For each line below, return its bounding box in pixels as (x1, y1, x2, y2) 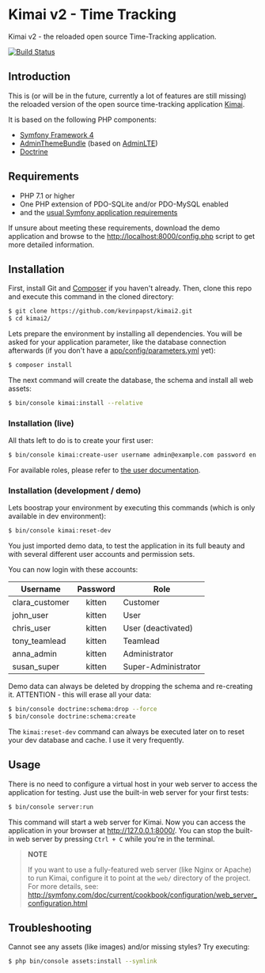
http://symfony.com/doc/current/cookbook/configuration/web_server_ (27, 890, 257, 899)
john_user (12, 610, 49, 621)
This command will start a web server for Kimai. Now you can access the (8, 817, 246, 827)
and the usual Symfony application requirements (19, 207, 178, 217)
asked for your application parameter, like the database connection (8, 338, 227, 347)
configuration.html (27, 898, 89, 907)
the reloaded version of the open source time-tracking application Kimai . (8, 99, 245, 108)
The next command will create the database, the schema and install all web (8, 376, 254, 384)
